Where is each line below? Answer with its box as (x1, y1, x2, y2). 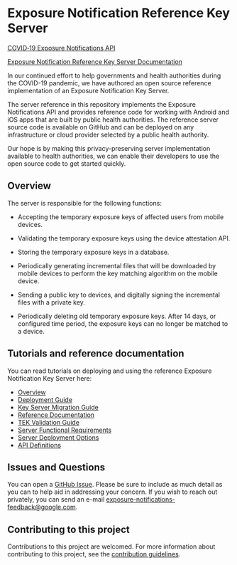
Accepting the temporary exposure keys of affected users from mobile (17, 212, 224, 221)
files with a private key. (17, 297, 85, 307)
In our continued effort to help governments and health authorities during (7, 71, 221, 80)
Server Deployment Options (17, 433, 99, 442)
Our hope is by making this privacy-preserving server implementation (7, 144, 211, 152)
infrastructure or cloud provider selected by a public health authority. (7, 130, 209, 139)
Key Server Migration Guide (17, 403, 99, 411)
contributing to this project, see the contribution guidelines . (7, 550, 181, 559)
